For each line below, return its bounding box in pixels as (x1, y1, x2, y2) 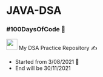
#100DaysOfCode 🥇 (6, 25, 65, 34)
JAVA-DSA (6, 4, 62, 17)
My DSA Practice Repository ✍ (18, 45, 98, 52)
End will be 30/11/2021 (15, 64, 71, 72)
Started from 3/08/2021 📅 (15, 58, 79, 66)
